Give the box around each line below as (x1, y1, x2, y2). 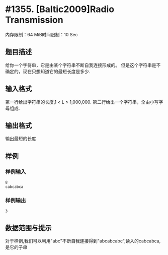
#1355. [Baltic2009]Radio (5, 4, 115, 15)
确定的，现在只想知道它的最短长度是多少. (5, 68, 91, 74)
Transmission (5, 14, 64, 26)
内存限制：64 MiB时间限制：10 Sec (5, 31, 78, 37)
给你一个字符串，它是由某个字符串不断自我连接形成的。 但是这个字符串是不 (5, 62, 161, 68)
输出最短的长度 (5, 136, 36, 142)
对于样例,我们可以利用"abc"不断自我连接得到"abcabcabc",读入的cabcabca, (5, 238, 161, 244)
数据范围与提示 (5, 223, 52, 232)
